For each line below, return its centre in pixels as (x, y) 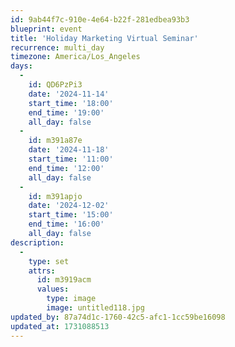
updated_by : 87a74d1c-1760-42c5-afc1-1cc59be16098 (118, 317)
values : (53, 289)
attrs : (42, 271)
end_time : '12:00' (66, 168)
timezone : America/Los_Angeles (75, 57)
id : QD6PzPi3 (55, 85)
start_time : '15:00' (71, 215)
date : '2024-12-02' (69, 206)
